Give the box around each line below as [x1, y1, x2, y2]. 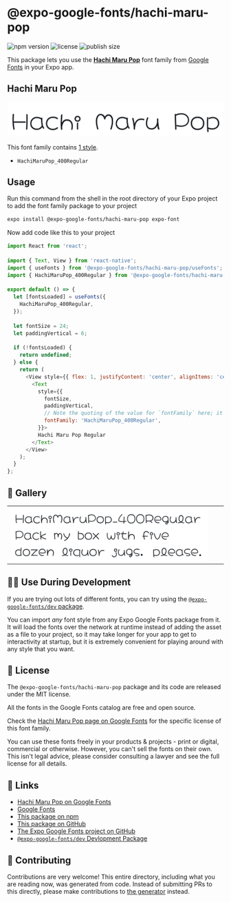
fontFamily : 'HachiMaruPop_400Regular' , [43, 417, 162, 424]
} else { [13, 359, 38, 366]
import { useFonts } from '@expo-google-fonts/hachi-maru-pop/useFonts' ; [7, 264, 223, 271]
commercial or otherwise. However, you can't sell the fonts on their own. [7, 745, 212, 753]
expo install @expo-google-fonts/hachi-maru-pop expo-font [7, 216, 180, 223]
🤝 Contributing [7, 854, 71, 866]
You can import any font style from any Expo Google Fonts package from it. [7, 615, 221, 624]
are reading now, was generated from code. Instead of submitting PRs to [7, 880, 213, 888]
